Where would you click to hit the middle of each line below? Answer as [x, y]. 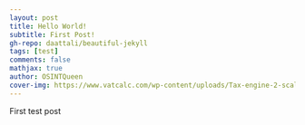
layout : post [34, 18]
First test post [35, 111]
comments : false [40, 60]
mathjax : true [36, 69]
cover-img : [30, 85]
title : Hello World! [49, 26]
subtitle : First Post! [52, 34]
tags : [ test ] [34, 52]
